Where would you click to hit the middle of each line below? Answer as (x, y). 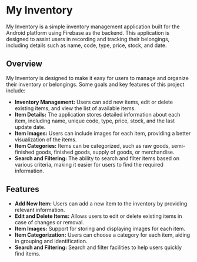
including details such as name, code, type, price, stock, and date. (86, 45)
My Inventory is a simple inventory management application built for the (93, 26)
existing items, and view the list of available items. (75, 108)
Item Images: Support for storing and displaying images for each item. (100, 228)
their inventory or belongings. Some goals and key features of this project (95, 84)
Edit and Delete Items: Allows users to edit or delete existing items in (98, 216)
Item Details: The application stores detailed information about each (97, 114)
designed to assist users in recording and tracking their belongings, (88, 39)
